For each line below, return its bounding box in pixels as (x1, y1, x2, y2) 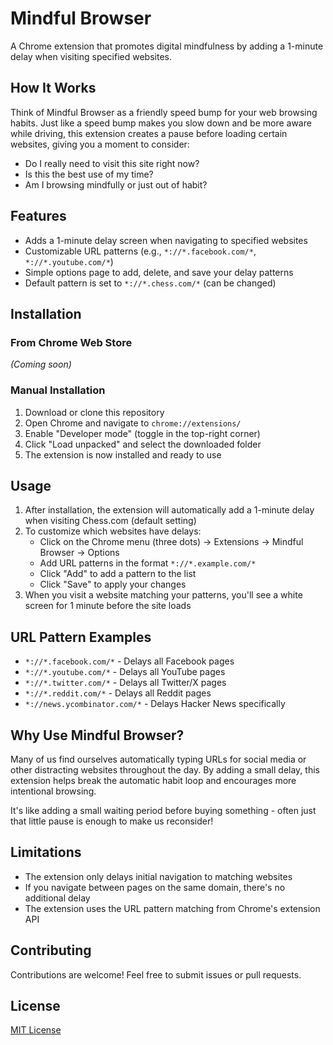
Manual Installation (10, 383, 106, 397)
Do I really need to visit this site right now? (24, 157, 200, 169)
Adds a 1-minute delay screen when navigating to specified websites (24, 234, 308, 246)
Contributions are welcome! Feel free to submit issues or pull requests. (10, 968, 302, 981)
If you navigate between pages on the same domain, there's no (24, 881, 286, 893)
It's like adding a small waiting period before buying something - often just (10, 804, 317, 816)
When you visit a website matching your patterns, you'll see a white (24, 589, 303, 601)
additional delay (24, 892, 91, 904)
